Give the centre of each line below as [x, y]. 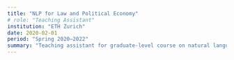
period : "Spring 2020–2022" [48, 39]
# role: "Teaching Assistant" [51, 20]
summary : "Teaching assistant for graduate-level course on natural [109, 46]
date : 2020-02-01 [32, 33]
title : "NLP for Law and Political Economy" [73, 13]
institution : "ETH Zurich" [46, 26]
